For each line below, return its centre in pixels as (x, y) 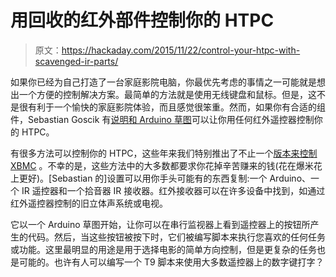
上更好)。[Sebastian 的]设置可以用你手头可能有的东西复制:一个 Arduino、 (161, 178)
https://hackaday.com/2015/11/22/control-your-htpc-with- (181, 50)
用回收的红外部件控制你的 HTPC (142, 20)
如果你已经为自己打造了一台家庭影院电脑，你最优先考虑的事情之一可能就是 (163, 82)
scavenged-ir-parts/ (76, 61)
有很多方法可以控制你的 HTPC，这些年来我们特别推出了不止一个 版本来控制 (164, 153)
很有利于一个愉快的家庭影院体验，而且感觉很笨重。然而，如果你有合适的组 (172, 107)
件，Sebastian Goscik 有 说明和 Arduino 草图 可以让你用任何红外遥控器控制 (162, 119)
